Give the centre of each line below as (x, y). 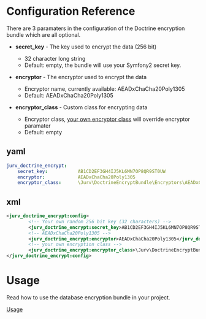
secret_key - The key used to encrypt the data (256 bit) (86, 47)
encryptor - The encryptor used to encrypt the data (81, 77)
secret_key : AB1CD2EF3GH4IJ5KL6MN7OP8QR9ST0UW (92, 171)
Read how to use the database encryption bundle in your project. (88, 298)
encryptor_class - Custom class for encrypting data (81, 107)
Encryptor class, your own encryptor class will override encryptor (107, 119)
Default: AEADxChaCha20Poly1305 (69, 95)
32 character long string (55, 58)
